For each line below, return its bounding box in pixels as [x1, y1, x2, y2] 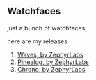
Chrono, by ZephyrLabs [17, 65, 86, 73]
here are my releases [7, 37, 68, 46]
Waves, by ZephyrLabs [17, 50, 83, 59]
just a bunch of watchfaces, [7, 23, 87, 32]
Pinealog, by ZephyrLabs [17, 58, 89, 66]
